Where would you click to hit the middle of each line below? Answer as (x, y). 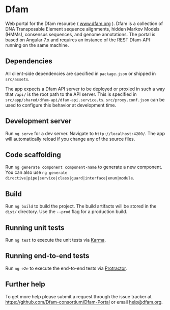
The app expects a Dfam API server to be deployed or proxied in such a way (85, 89)
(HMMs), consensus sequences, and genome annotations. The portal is (80, 34)
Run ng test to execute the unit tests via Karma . (55, 240)
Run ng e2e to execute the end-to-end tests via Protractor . (66, 268)
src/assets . (17, 79)
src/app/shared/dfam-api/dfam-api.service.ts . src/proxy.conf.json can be (85, 99)
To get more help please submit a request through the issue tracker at (78, 296)
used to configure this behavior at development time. (61, 105)
